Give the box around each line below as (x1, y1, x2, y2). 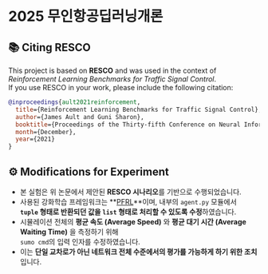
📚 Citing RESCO (8, 41, 91, 54)
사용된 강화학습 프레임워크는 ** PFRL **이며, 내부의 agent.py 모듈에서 (19, 197, 237, 206)
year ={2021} (15, 135, 56, 144)
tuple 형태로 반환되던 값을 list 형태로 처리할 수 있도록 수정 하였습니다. (19, 207, 237, 216)
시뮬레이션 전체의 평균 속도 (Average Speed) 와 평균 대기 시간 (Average (19, 216, 247, 226)
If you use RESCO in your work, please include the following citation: (8, 83, 234, 92)
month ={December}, (15, 128, 77, 136)
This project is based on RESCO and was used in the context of (8, 66, 217, 75)
